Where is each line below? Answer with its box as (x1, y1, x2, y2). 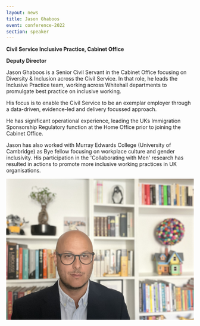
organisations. (6, 167, 41, 174)
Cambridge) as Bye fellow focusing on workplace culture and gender (6, 148, 176, 155)
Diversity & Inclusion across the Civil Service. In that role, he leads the (6, 75, 178, 82)
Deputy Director (6, 57, 47, 64)
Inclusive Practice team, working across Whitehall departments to (6, 81, 167, 89)
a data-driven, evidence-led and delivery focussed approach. (6, 106, 157, 113)
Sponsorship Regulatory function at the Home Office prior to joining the (6, 124, 182, 131)
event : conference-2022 (6, 22, 65, 28)
